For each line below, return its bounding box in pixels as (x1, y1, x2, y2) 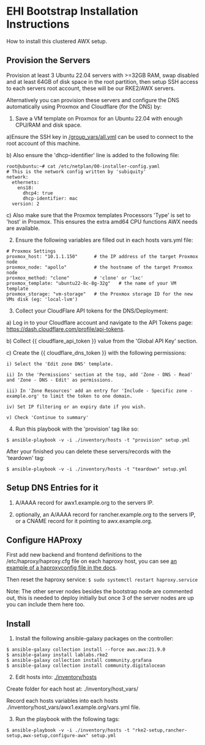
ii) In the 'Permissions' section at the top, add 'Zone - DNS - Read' (6, 371, 193, 377)
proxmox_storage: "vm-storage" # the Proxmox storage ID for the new (6, 291, 193, 297)
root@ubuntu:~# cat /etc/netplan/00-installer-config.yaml (6, 163, 160, 169)
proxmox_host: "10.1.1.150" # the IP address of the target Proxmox (6, 253, 199, 259)
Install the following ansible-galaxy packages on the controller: (15, 635, 174, 642)
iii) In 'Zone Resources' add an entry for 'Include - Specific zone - (6, 387, 193, 394)
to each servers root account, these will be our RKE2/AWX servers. (6, 84, 176, 92)
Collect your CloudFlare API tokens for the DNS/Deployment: (15, 307, 168, 314)
